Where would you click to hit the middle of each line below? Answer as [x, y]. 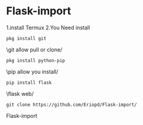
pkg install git [26, 38]
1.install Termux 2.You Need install [48, 28]
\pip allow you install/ [32, 71]
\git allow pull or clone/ [34, 50]
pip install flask [29, 83]
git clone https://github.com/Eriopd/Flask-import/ [71, 105]
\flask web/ [20, 93]
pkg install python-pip [36, 60]
